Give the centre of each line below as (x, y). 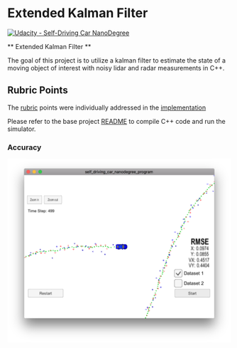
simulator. (22, 129)
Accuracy (24, 147)
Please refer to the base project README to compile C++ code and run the (116, 121)
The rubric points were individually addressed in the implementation (107, 107)
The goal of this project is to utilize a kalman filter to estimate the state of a (116, 60)
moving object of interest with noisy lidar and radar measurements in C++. (116, 68)
